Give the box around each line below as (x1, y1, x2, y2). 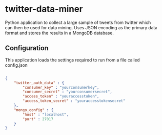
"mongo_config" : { (14, 107, 54, 113)
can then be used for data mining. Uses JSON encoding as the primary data (5, 24, 158, 30)
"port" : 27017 (22, 116, 54, 121)
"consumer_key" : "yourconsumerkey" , (22, 85, 99, 90)
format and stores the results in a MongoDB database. (5, 30, 114, 36)
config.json (5, 62, 28, 68)
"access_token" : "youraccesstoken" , (22, 94, 99, 99)
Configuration (5, 44, 49, 52)
